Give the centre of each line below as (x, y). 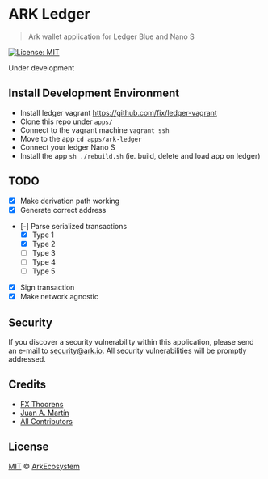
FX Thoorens (42, 404)
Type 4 (44, 262)
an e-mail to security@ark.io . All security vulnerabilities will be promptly (128, 350)
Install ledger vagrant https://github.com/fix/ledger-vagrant (119, 112)
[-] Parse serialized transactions (73, 226)
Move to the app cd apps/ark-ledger (81, 138)
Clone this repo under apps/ (66, 121)
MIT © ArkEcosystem (44, 466)
